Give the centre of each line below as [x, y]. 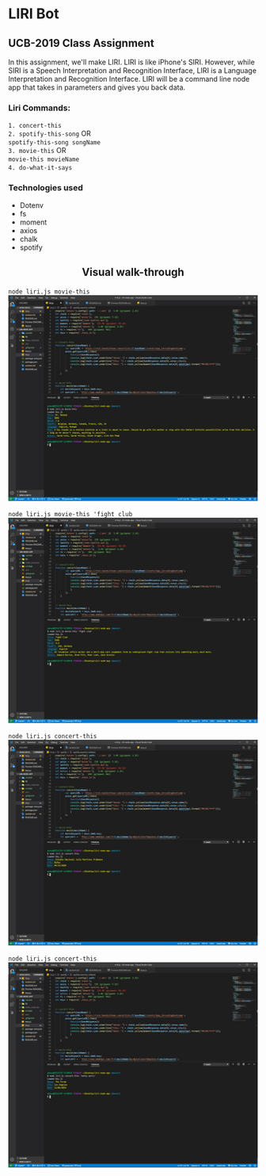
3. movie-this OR [37, 151]
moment [33, 222]
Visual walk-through [133, 272]
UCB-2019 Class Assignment [81, 43]
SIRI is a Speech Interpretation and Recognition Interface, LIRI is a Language [133, 71]
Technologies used [46, 188]
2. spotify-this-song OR [49, 134]
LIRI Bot [34, 14]
